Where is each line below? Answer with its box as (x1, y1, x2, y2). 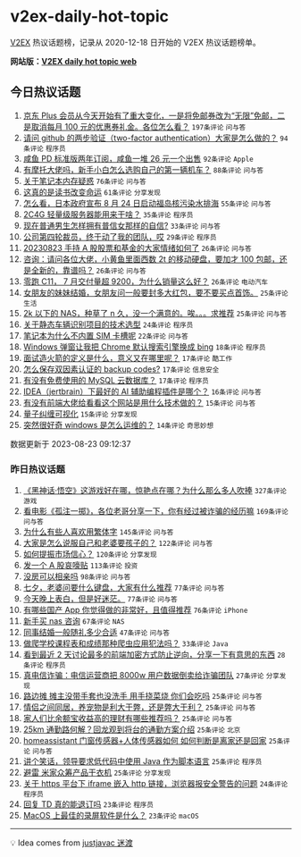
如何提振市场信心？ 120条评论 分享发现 (22, 549, 157, 559)
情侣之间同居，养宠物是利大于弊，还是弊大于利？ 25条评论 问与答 (22, 702, 256, 712)
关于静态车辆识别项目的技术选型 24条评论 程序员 (22, 319, 194, 330)
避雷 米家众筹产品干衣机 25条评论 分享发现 (22, 767, 171, 778)
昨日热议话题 (10, 463, 66, 475)
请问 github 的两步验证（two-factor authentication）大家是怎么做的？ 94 (22, 132, 288, 143)
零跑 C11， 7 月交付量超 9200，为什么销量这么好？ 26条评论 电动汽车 (22, 275, 269, 287)
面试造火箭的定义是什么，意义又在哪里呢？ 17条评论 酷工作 (22, 352, 233, 363)
